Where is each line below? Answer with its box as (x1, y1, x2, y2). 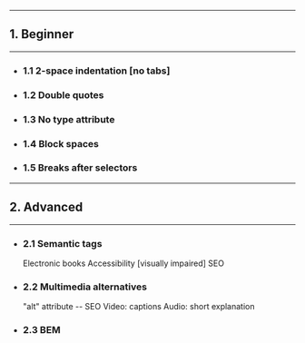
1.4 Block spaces (22, 137, 100, 150)
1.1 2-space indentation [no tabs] (22, 64, 171, 77)
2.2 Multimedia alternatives (22, 280, 148, 293)
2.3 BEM (22, 324, 61, 337)
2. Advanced (9, 200, 84, 215)
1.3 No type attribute (22, 113, 115, 125)
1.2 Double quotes (22, 88, 104, 101)
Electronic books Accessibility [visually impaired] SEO (22, 258, 225, 269)
